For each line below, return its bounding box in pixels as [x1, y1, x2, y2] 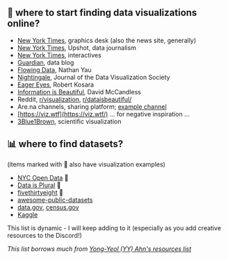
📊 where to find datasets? [7, 138, 124, 150]
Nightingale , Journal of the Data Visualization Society [17, 73, 170, 81]
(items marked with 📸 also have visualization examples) [7, 160, 165, 168]
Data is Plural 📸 [17, 181, 61, 189]
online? [7, 18, 40, 30]
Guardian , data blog [17, 58, 74, 67]
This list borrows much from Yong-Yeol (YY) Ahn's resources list [7, 244, 192, 253]
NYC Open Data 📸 [17, 173, 69, 182]
